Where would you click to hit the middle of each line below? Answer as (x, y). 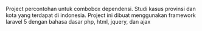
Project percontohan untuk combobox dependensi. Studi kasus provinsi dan (101, 9)
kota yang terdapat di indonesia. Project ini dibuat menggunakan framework (101, 15)
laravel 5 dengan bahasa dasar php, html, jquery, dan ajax (78, 22)
